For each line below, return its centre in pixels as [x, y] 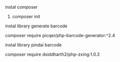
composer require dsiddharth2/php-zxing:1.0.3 [52, 54]
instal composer [21, 7]
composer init [26, 16]
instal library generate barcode [36, 26]
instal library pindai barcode [33, 45]
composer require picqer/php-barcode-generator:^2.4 [60, 35]
